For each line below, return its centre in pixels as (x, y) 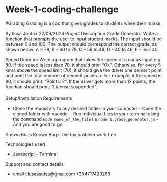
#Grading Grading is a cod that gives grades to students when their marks (83, 23)
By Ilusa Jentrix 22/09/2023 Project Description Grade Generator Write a (82, 33)
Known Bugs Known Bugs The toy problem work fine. (61, 134)
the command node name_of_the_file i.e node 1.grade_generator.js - (86, 119)
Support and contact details (34, 164)
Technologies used (25, 144)
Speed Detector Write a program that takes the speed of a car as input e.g (83, 59)
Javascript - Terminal (35, 154)
